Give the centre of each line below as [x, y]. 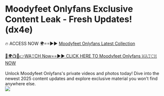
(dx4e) [19, 30]
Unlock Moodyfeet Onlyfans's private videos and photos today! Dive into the [82, 73]
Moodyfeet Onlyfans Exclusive [69, 9]
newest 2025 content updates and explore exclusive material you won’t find [82, 78]
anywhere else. [20, 83]
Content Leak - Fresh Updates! [69, 19]
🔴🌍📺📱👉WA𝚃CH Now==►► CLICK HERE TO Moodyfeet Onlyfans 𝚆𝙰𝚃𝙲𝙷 [81, 56]
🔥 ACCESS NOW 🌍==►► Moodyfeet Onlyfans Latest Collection [70, 43]
